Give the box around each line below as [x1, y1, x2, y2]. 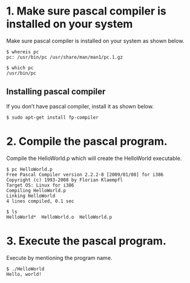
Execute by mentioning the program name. [6, 254, 113, 261]
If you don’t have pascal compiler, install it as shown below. [6, 102, 154, 110]
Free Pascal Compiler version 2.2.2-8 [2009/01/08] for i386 [6, 171, 164, 178]
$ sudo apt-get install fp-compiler [6, 114, 99, 121]
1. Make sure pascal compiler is [6, 4, 166, 18]
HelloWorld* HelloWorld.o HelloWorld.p [6, 214, 113, 220]
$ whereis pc [6, 48, 39, 55]
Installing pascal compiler [6, 87, 106, 97]
